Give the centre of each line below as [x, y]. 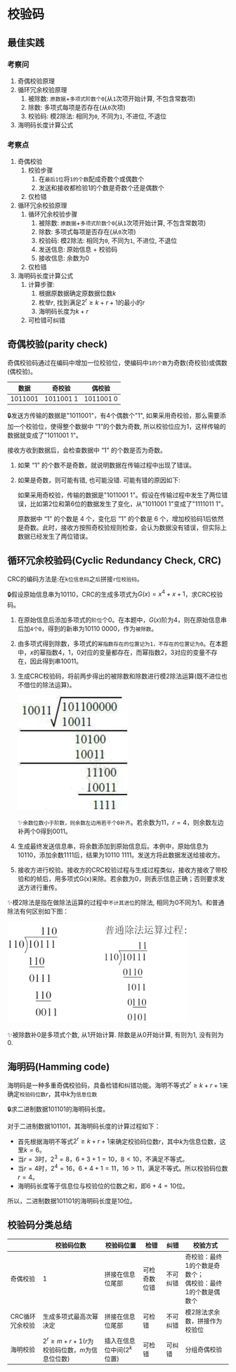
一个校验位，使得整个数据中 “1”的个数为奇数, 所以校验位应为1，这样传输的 [119, 426]
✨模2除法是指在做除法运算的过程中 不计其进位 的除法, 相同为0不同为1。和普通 [116, 903]
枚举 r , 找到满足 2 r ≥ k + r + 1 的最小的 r [92, 302]
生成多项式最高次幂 [70, 1316]
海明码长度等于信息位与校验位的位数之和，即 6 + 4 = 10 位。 [103, 1186]
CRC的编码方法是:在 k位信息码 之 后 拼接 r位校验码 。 [75, 579]
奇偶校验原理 [36, 81]
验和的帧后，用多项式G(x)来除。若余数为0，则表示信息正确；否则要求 [118, 879]
